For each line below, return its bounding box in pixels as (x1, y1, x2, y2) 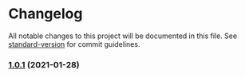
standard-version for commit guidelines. (8, 39, 140, 48)
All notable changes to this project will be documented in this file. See (8, 31, 238, 40)
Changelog (8, 5, 83, 23)
